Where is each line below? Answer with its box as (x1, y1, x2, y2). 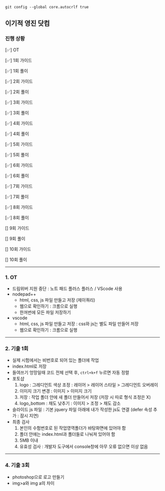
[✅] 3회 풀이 (5, 110, 29, 115)
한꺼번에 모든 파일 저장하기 (19, 309, 71, 315)
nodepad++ (12, 291, 36, 297)
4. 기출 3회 (5, 462, 29, 469)
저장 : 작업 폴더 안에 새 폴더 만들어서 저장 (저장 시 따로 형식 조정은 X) (19, 394, 151, 400)
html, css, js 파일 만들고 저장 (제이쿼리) (19, 297, 96, 303)
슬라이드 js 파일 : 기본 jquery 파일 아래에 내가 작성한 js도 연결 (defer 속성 (12, 407, 152, 413)
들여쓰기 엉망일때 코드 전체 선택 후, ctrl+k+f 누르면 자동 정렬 (12, 370, 129, 376)
